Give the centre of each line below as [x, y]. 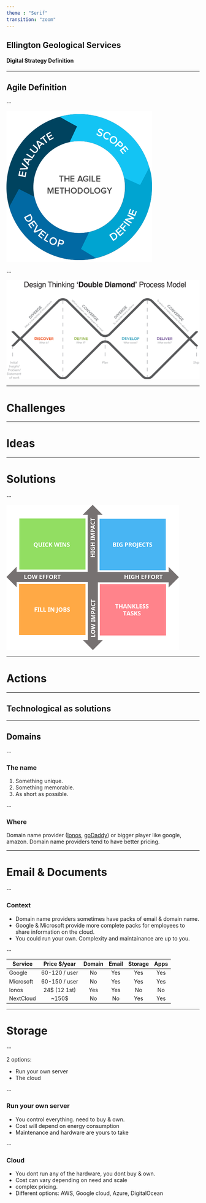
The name [22, 767]
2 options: [19, 1060]
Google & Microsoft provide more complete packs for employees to [100, 925]
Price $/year [59, 964]
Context [19, 905]
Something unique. [39, 781]
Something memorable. [45, 787]
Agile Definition [37, 88]
